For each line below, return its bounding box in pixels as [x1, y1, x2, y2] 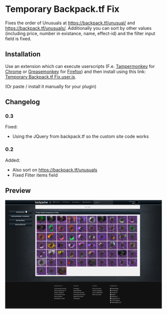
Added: [5, 157, 20, 163]
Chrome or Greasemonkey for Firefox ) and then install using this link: [5, 68, 146, 74]
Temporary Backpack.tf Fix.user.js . [5, 73, 77, 80]
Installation [5, 50, 41, 59]
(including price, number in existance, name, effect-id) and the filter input [5, 30, 156, 36]
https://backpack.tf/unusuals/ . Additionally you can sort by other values [5, 25, 152, 31]
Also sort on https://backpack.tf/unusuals [12, 167, 98, 173]
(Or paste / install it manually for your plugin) [5, 83, 97, 89]
